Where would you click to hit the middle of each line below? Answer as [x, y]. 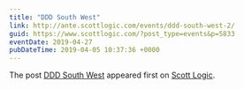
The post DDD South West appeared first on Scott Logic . [112, 75]
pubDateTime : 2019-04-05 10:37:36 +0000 [85, 50]
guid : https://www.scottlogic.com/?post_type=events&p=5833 [122, 33]
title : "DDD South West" [55, 17]
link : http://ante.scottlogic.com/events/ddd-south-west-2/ [122, 26]
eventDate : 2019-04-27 [51, 42]
